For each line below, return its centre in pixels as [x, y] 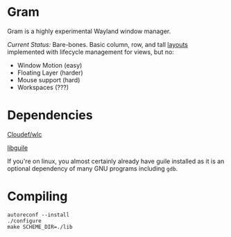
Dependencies [50, 115]
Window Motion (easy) [50, 65]
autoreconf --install [38, 215]
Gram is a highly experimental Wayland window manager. [89, 31]
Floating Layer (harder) [50, 73]
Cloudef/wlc [25, 134]
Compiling [37, 197]
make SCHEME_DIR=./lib [40, 227]
